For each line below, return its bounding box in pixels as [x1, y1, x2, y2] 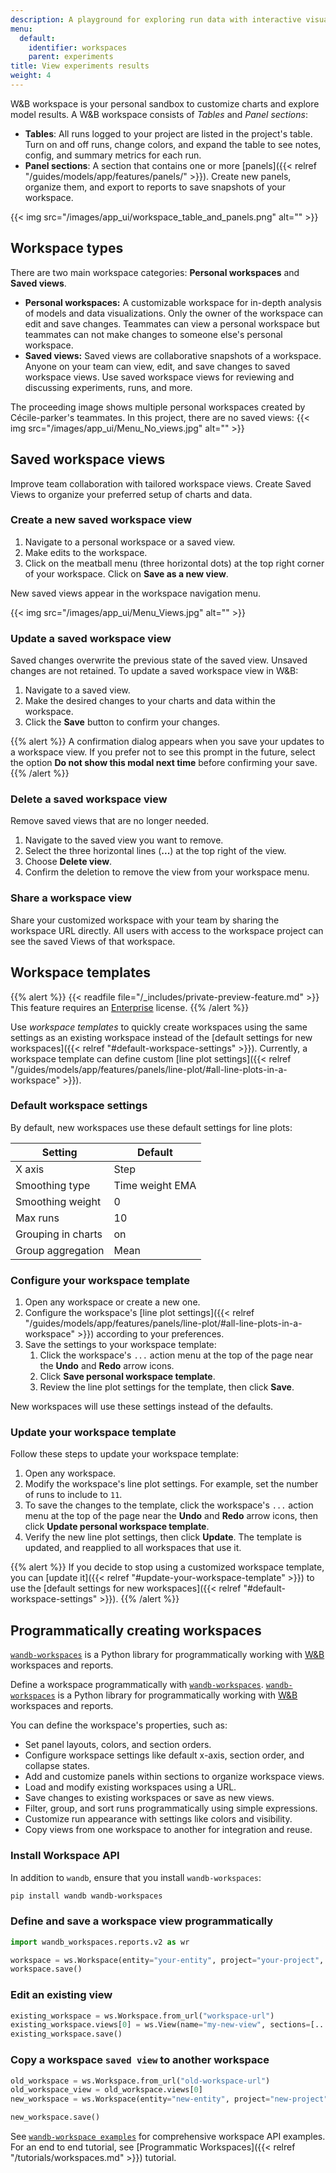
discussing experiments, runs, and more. [24, 381, 193, 393]
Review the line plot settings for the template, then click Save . [39, 1381, 295, 1393]
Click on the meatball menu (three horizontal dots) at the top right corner [24, 557, 325, 569]
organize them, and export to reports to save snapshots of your [24, 181, 287, 193]
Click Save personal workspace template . [39, 1371, 216, 1383]
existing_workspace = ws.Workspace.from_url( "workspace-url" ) [10, 2011, 275, 2021]
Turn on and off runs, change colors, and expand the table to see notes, [24, 138, 322, 150]
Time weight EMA [113, 1178, 197, 1192]
